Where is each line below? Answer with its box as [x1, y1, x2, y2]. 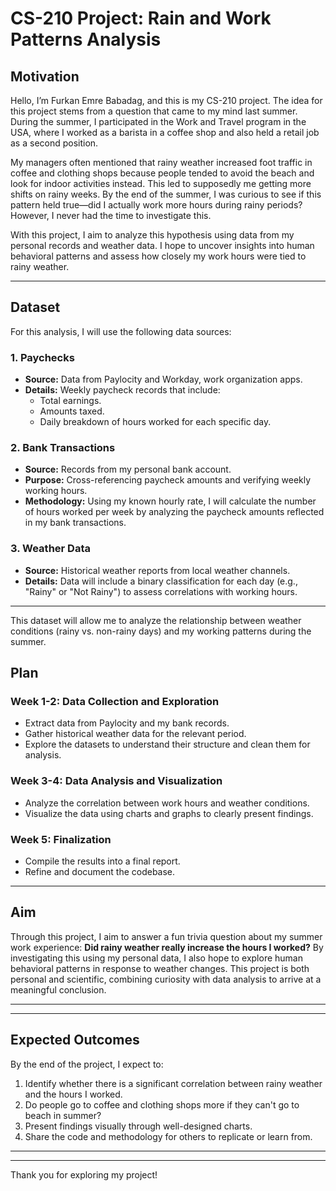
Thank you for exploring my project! [10, 1168, 158, 1181]
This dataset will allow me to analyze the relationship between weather [10, 614, 302, 626]
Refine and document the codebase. [24, 865, 176, 877]
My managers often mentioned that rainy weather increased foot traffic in [10, 157, 313, 168]
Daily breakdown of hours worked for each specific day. [39, 416, 272, 428]
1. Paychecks [10, 350, 75, 364]
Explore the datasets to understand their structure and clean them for [24, 738, 311, 751]
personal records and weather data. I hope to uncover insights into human [10, 240, 315, 251]
